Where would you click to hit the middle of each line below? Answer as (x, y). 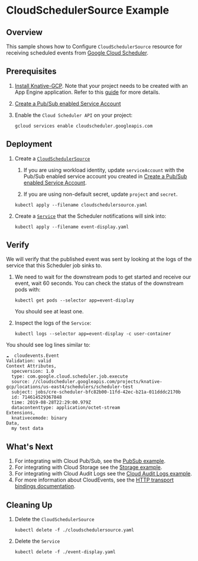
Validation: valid (29, 361)
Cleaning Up (29, 505)
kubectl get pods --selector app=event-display (74, 300)
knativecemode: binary (39, 418)
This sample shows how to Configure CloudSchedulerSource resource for (94, 46)
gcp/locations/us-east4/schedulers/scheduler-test (70, 387)
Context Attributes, (32, 366)
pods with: (27, 290)
